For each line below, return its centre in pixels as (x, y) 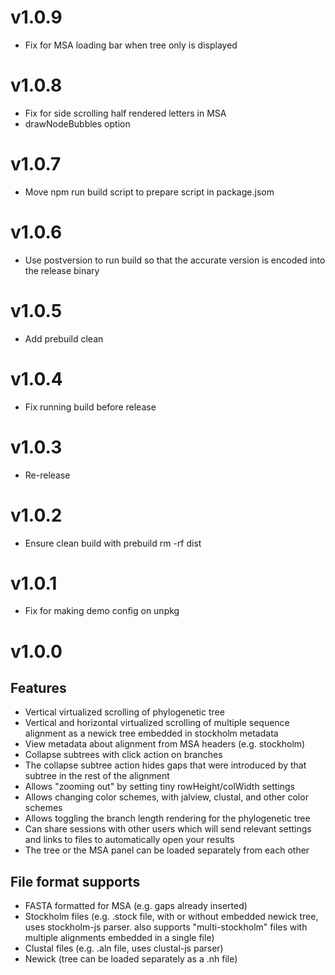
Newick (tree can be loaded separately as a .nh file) (131, 959)
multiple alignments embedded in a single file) (119, 938)
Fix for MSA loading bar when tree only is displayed (131, 45)
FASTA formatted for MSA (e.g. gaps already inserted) (136, 906)
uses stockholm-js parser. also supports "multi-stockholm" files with (166, 927)
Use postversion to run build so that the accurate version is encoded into (175, 260)
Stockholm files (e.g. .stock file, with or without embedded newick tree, (171, 917)
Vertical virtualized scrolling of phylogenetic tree (124, 712)
